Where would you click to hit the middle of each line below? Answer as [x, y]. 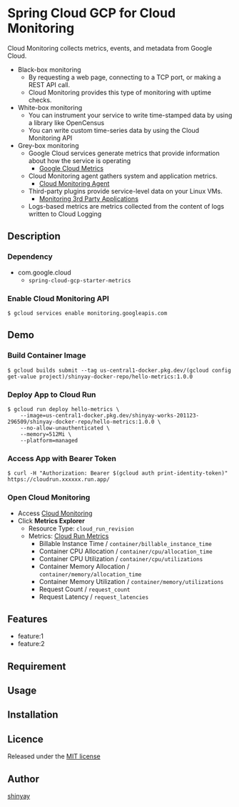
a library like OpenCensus [66, 122]
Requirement [37, 666]
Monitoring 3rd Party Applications [89, 199]
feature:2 [31, 644]
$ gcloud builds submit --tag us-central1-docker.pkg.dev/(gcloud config [119, 370]
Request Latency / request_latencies [94, 596]
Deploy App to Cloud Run [52, 395]
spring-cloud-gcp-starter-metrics [80, 280]
